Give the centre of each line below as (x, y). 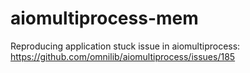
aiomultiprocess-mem (104, 18)
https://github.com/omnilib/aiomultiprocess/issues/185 (123, 56)
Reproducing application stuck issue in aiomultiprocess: (125, 46)
